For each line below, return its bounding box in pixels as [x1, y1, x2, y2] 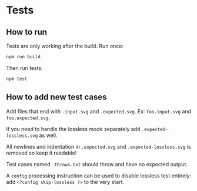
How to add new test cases [6, 92, 107, 102]
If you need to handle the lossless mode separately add [6, 125, 141, 132]
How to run [6, 27, 48, 37]
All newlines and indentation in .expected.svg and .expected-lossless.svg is [6, 143, 191, 150]
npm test [6, 76, 28, 82]
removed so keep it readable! [6, 149, 77, 156]
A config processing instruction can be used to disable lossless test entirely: [6, 172, 191, 179]
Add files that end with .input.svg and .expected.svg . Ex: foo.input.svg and [6, 108, 192, 115]
